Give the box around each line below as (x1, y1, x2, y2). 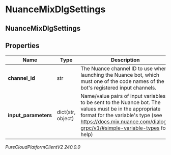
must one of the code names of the (80, 78, 164, 85)
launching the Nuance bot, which (80, 72, 159, 79)
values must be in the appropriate (80, 105, 161, 113)
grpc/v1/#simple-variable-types (80, 124, 160, 131)
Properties (5, 41, 40, 50)
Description (110, 56, 140, 63)
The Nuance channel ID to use (80, 65, 153, 72)
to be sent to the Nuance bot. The (80, 99, 161, 106)
